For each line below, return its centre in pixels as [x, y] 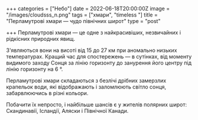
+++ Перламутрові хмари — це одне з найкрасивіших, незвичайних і [94, 33]
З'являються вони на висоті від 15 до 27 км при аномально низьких [92, 50]
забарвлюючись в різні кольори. [47, 93]
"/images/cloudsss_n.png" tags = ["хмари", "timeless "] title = [82, 15]
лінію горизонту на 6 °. [35, 69]
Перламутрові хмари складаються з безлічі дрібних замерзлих [86, 80]
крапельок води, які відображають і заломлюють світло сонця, [86, 87]
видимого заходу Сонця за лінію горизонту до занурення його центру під [99, 63]
